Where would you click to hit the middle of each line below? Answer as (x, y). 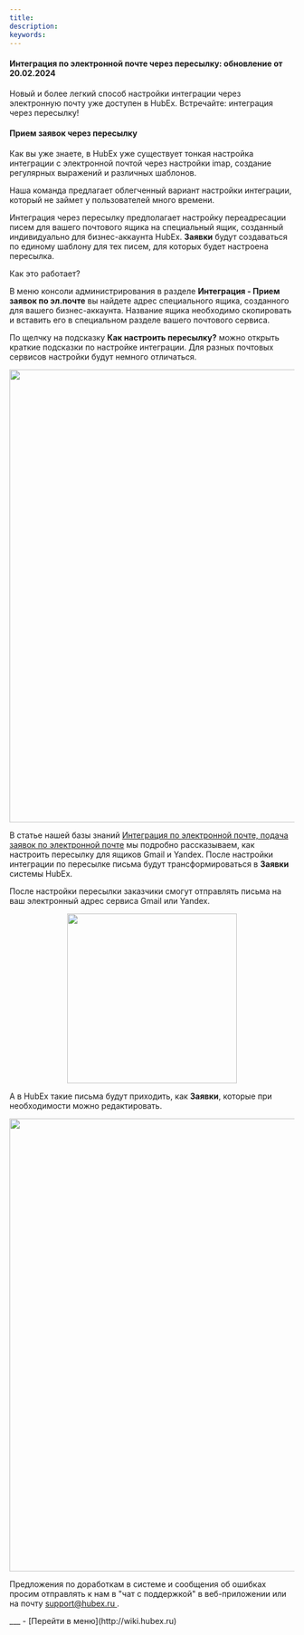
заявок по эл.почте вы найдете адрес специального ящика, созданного (149, 301)
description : (34, 26)
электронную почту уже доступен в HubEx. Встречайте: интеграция (141, 103)
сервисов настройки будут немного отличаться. (103, 356)
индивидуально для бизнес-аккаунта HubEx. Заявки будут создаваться (148, 236)
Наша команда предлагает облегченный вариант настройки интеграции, (151, 190)
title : (22, 18)
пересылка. (32, 255)
